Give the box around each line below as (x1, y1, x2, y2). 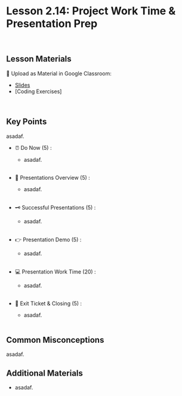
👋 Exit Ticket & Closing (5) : (14, 300, 82, 307)
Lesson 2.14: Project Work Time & (6, 4, 176, 18)
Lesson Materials (6, 54, 72, 64)
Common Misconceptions (6, 334, 104, 345)
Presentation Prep (6, 17, 98, 30)
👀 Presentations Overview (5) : (14, 174, 91, 181)
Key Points (6, 116, 47, 127)
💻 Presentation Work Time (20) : (14, 268, 97, 275)
